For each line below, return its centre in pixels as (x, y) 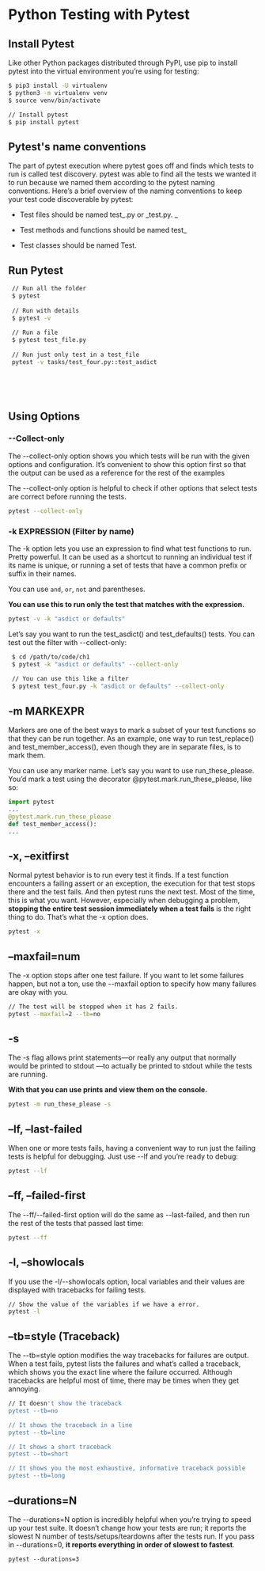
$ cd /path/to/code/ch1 (51, 657)
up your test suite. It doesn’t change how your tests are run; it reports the (127, 1527)
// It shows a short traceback (60, 1447)
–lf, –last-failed (45, 1129)
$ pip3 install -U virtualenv (58, 85)
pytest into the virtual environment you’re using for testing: (104, 71)
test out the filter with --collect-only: (68, 642)
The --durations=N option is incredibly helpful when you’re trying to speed (130, 1519)
